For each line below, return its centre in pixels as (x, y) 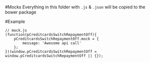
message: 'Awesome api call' (52, 43)
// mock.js (16, 31)
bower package (21, 12)
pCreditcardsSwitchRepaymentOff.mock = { (56, 39)
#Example (15, 22)
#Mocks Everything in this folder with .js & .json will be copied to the (75, 7)
